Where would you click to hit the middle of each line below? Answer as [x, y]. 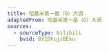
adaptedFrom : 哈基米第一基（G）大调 [54, 20]
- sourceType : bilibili [47, 33]
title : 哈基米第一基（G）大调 [46, 13]
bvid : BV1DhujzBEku [48, 39]
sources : [20, 26]
